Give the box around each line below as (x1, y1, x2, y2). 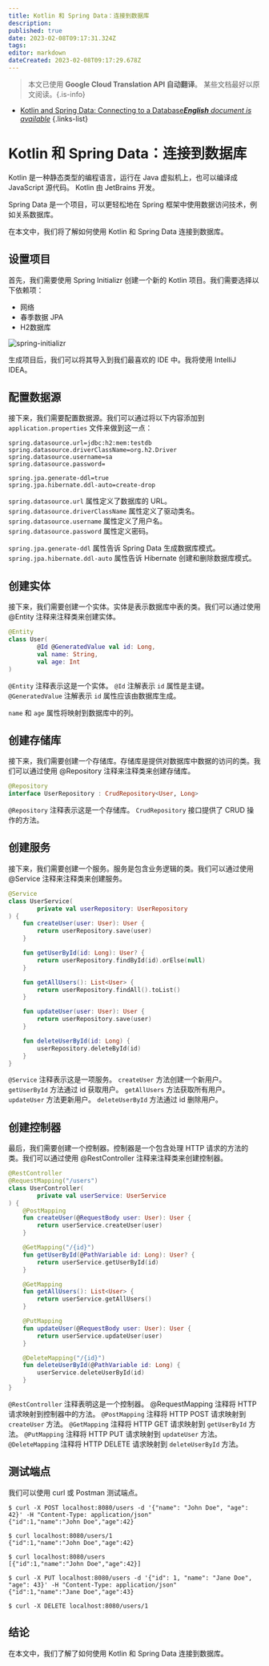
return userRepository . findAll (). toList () (37, 986, 181, 994)
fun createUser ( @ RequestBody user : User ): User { (22, 1214, 192, 1222)
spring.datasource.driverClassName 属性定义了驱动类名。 (8, 506, 199, 516)
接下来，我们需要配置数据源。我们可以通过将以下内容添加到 (8, 413, 205, 423)
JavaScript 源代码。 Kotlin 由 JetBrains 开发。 (8, 182, 159, 192)
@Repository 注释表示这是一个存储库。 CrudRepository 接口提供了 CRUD (8, 805, 246, 815)
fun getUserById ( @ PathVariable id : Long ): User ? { (22, 1251, 195, 1259)
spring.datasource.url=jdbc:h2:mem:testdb (8, 439, 152, 447)
